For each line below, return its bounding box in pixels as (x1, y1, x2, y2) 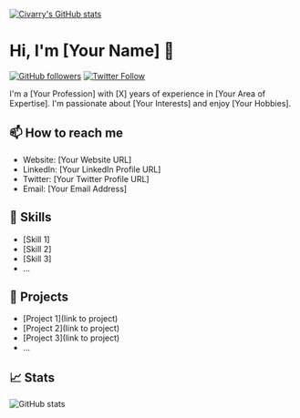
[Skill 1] (22, 233, 50, 245)
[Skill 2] (22, 243, 52, 254)
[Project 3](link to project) (22, 332, 120, 343)
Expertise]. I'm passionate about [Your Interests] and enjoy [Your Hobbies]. (9, 97, 292, 108)
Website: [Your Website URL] (22, 154, 132, 165)
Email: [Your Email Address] (22, 183, 128, 194)
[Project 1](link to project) (22, 313, 119, 324)
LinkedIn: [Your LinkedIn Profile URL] (22, 164, 161, 175)
